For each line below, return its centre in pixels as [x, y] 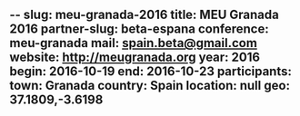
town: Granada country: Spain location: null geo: [150, 86]
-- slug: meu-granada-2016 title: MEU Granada [144, 15]
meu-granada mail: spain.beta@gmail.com [133, 43]
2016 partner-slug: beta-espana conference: [140, 29]
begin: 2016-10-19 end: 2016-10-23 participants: [151, 72]
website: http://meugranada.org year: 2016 [135, 58]
